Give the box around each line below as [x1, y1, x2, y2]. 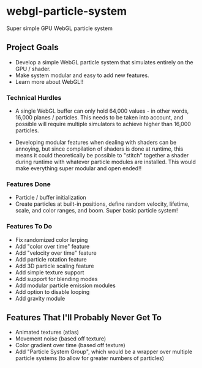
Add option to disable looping [15, 288, 90, 295]
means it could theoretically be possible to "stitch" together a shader [15, 152, 189, 159]
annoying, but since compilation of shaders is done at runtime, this [15, 145, 184, 152]
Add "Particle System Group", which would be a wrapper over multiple [15, 348, 193, 356]
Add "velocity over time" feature [15, 249, 97, 257]
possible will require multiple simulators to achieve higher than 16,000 [15, 121, 192, 128]
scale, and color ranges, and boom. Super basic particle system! [15, 207, 179, 214]
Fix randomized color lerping [15, 236, 88, 243]
